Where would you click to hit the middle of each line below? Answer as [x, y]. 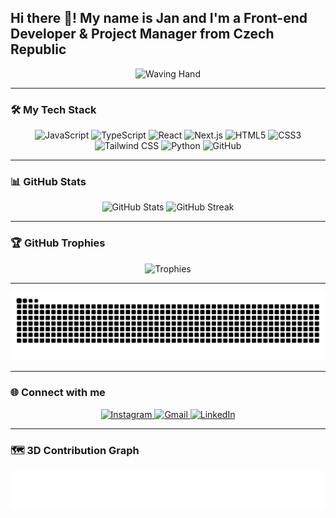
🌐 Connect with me [58, 393]
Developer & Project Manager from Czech [142, 34]
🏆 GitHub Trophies [58, 243]
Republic [38, 49]
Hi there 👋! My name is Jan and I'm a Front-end [159, 18]
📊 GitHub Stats [48, 182]
